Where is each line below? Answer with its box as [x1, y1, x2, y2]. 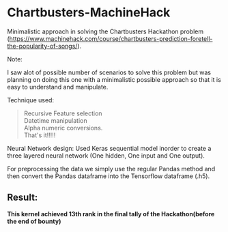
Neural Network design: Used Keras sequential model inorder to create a [7, 144, 212, 152]
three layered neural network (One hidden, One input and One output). [7, 151, 205, 160]
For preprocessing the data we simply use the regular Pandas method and [7, 164, 216, 173]
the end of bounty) [7, 217, 61, 225]
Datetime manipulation [23, 116, 87, 124]
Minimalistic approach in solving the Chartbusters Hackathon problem [7, 27, 203, 35]
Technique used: [7, 96, 55, 104]
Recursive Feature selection [23, 109, 102, 117]
